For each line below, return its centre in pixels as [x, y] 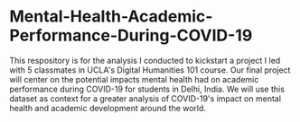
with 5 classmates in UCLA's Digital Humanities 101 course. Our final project [150, 70]
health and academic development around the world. [108, 108]
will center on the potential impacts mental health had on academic [134, 79]
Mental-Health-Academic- [111, 17]
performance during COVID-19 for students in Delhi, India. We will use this [147, 89]
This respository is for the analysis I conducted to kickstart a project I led [145, 60]
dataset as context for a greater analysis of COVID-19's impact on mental [145, 98]
